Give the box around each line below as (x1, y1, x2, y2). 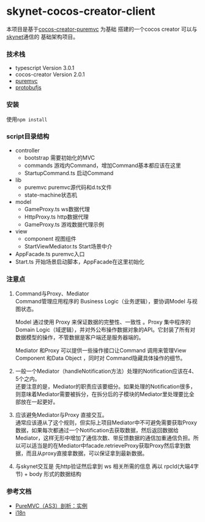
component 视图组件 (24, 235, 76, 242)
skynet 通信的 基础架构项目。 (6, 33, 78, 41)
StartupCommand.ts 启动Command (24, 169, 114, 176)
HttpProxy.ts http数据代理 (24, 213, 89, 220)
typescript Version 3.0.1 (15, 64, 75, 72)
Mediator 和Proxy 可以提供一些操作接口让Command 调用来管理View (15, 347, 187, 354)
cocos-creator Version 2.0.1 (15, 71, 85, 78)
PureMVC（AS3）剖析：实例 (15, 502, 88, 510)
